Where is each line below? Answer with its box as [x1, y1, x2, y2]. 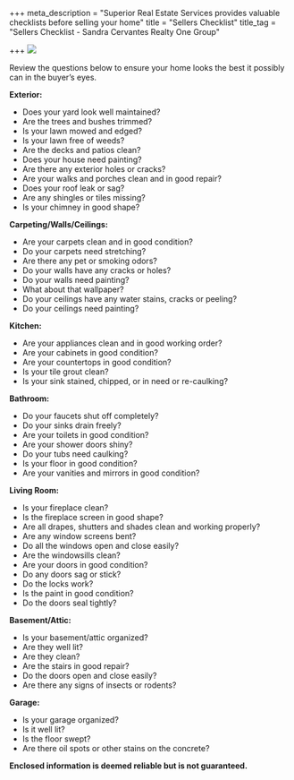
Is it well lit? [21, 724, 65, 734]
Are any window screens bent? [21, 531, 137, 541]
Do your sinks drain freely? [21, 420, 122, 431]
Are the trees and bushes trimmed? [21, 116, 153, 126]
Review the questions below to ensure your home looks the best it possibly [9, 63, 285, 73]
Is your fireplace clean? [21, 502, 109, 513]
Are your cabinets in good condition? [21, 347, 159, 357]
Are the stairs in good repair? [21, 661, 130, 671]
